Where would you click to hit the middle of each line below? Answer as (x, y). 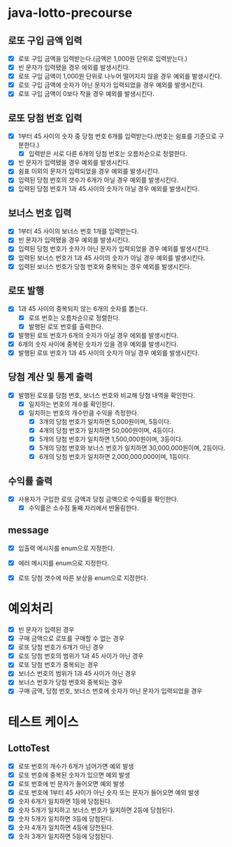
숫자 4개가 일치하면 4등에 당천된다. (66, 827)
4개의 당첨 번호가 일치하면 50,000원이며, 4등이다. (107, 430)
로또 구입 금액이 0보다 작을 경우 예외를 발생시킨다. (86, 94)
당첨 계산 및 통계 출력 (50, 377)
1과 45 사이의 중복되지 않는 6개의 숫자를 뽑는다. (82, 309)
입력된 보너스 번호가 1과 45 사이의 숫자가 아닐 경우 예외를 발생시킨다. (111, 258)
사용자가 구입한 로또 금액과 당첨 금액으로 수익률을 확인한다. (98, 499)
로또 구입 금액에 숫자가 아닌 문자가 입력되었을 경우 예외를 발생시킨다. (111, 85)
